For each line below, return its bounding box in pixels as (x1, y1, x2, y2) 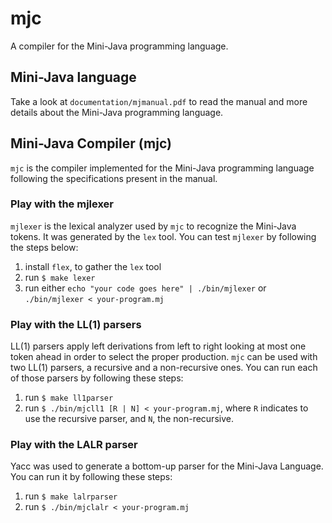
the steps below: (10, 241, 79, 253)
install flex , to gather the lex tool (24, 260, 162, 272)
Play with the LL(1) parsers (10, 317, 142, 331)
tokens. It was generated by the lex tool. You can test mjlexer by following (10, 230, 317, 242)
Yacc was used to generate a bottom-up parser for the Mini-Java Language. (10, 460, 324, 472)
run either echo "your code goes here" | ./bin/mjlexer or (24, 282, 267, 294)
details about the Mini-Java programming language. (10, 106, 224, 118)
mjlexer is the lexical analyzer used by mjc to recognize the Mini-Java (10, 220, 297, 232)
